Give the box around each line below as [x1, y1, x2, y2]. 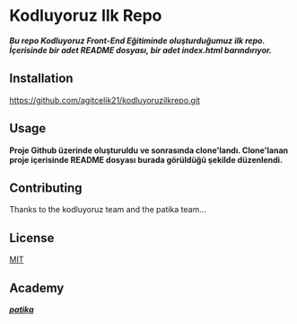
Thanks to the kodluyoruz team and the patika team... [9, 204, 206, 215]
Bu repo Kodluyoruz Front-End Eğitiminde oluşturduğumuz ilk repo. [9, 35, 266, 46]
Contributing [9, 180, 83, 195]
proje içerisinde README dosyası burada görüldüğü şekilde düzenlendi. [9, 154, 284, 165]
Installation [9, 71, 74, 86]
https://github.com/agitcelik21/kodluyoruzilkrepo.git [9, 94, 200, 105]
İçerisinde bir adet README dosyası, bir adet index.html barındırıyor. [9, 44, 272, 55]
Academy [9, 280, 65, 295]
